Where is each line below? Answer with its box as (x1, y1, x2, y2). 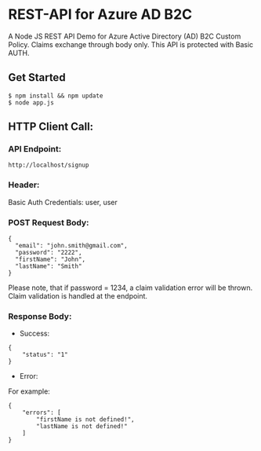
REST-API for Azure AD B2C (8, 5, 193, 24)
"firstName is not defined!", (36, 416, 135, 423)
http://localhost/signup (8, 161, 89, 170)
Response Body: (8, 310, 72, 321)
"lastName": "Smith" (15, 262, 82, 270)
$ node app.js (8, 98, 55, 107)
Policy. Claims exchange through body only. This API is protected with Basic (8, 39, 254, 49)
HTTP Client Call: (8, 120, 94, 134)
